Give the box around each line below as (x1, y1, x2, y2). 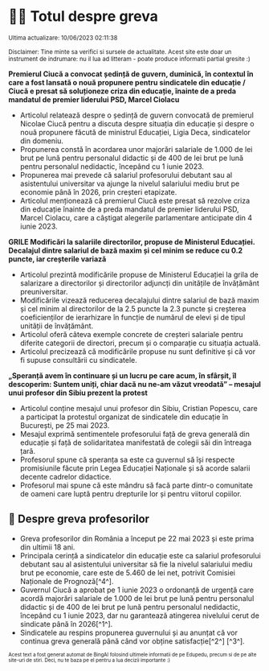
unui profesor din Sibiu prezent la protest (8, 388, 149, 397)
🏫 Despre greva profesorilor (8, 513, 150, 526)
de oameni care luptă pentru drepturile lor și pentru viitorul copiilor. (19, 488, 243, 498)
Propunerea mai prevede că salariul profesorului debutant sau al (19, 170, 233, 179)
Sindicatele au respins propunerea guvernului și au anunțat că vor (19, 628, 238, 637)
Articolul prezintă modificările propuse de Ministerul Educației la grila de (19, 270, 259, 279)
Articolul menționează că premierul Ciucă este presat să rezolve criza (19, 196, 251, 205)
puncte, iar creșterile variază (8, 253, 107, 264)
